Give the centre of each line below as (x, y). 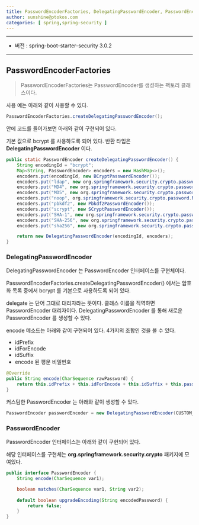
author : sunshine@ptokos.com (42, 17)
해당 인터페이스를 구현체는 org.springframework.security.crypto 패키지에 (95, 455)
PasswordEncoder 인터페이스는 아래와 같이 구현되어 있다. (73, 442)
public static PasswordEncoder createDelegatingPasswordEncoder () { (92, 160)
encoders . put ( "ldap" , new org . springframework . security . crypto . (98, 182)
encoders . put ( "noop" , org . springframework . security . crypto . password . (105, 198)
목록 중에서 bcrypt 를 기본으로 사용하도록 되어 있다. (72, 291)
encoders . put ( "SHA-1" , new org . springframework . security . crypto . (99, 215)
